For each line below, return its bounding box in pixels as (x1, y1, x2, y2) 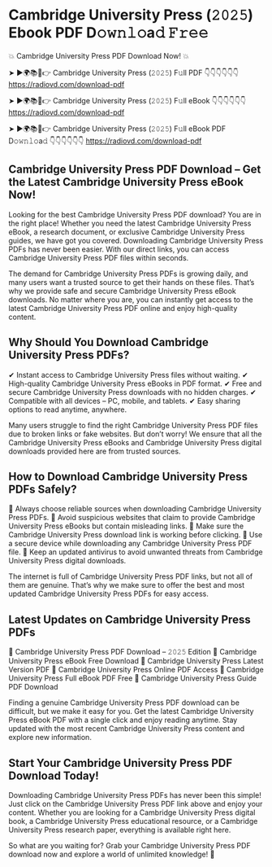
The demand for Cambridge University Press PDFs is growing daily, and (8, 269, 248, 278)
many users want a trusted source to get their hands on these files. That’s (8, 277, 255, 287)
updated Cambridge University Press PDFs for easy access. (8, 589, 209, 599)
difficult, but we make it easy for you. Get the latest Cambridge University (8, 707, 254, 716)
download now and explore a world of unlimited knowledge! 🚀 (8, 849, 215, 859)
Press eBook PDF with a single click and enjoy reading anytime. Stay (8, 715, 238, 725)
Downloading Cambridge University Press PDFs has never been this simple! (8, 790, 262, 799)
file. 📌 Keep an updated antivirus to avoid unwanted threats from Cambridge (8, 547, 263, 557)
